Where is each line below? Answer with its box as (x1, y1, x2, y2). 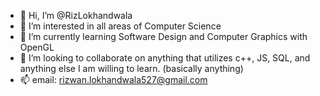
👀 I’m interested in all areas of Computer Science (19, 20, 222, 32)
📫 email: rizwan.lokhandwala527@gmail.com (19, 74, 208, 85)
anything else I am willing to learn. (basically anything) (19, 63, 244, 74)
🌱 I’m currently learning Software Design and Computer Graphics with (19, 31, 308, 42)
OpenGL (19, 41, 55, 53)
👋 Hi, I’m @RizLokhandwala (19, 10, 133, 21)
